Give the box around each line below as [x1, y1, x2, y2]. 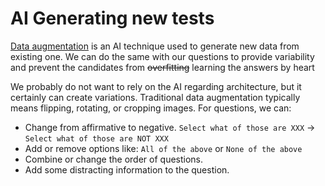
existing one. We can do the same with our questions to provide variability [10, 50, 315, 62]
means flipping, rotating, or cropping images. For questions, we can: [10, 102, 292, 114]
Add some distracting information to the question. [24, 163, 230, 176]
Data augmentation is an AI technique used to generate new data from [10, 40, 300, 52]
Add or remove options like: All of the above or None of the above [24, 142, 303, 154]
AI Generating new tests [10, 7, 215, 30]
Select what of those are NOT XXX [24, 133, 169, 144]
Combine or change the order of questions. [24, 153, 204, 165]
